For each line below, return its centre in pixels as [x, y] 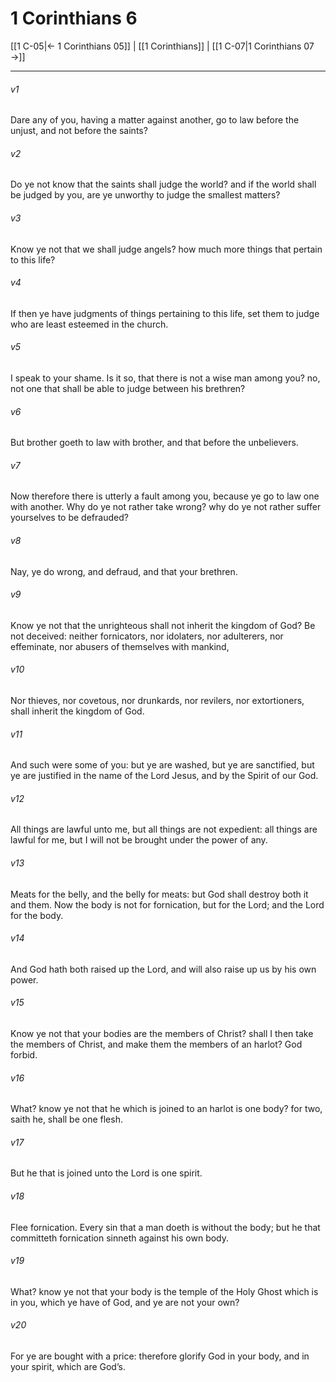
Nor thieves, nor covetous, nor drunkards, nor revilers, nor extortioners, [157, 700]
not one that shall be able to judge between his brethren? [128, 388]
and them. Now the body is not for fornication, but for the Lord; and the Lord [167, 904]
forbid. [24, 1054]
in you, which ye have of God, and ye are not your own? [125, 1302]
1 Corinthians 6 [74, 18]
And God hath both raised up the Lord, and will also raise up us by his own [163, 969]
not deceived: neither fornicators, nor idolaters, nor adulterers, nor [147, 636]
